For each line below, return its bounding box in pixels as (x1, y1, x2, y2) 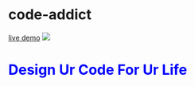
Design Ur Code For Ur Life (8, 61, 188, 79)
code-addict (8, 6, 92, 24)
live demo (8, 33, 41, 42)
